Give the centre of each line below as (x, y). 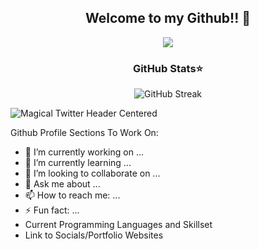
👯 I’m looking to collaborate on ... (92, 173)
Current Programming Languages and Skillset (118, 225)
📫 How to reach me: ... (72, 195)
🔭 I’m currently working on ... (84, 152)
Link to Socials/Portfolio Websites (94, 235)
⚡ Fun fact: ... (52, 210)
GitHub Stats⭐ (168, 68)
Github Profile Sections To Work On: (84, 133)
